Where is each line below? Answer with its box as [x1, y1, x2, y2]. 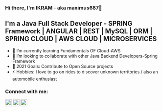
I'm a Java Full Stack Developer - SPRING [5, 20, 133, 28]
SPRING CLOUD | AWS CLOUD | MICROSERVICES [5, 35, 157, 43]
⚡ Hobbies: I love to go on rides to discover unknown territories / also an [12, 68, 158, 75]
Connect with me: [5, 88, 48, 95]
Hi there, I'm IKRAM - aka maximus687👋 [5, 4, 102, 11]
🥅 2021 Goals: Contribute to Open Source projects [12, 63, 114, 69]
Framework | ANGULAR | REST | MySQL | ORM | [5, 27, 153, 36]
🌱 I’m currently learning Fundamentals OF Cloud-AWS [12, 47, 121, 53]
